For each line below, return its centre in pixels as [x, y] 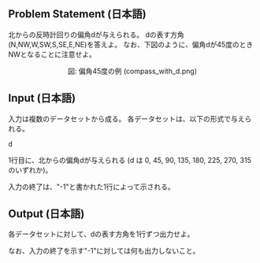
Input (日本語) [42, 98]
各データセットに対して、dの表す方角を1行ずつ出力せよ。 [101, 234]
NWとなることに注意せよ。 [52, 54]
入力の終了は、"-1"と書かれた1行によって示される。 [91, 187]
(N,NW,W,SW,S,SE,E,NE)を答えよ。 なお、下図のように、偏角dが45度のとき [131, 44]
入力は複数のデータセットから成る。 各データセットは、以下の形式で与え [126, 119]
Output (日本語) [46, 214]
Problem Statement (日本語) [78, 14]
